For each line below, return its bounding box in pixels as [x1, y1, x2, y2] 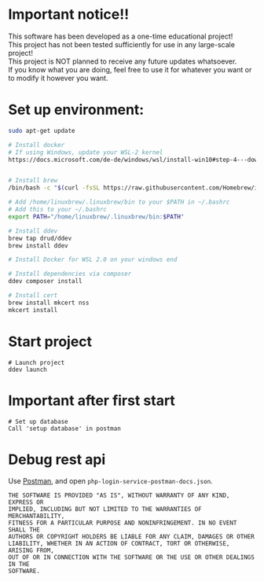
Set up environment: [8, 101, 145, 119]
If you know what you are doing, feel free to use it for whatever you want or [8, 64, 252, 74]
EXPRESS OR [8, 498, 44, 506]
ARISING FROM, [8, 546, 55, 555]
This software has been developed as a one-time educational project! [8, 31, 233, 41]
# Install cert [8, 292, 58, 300]
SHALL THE [8, 526, 41, 534]
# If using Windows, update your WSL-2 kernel [8, 148, 163, 156]
